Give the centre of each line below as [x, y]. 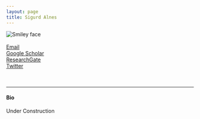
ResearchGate [24, 59]
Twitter [15, 65]
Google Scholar [25, 53]
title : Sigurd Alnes [32, 17]
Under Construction [30, 111]
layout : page [22, 12]
